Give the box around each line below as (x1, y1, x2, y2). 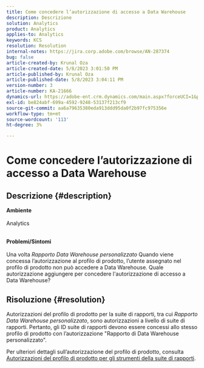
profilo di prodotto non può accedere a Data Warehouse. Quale (6, 264, 164, 271)
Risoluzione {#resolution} (6, 294, 106, 305)
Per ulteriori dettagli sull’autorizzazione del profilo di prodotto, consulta (6, 348, 184, 355)
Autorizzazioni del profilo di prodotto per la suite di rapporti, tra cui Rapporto (6, 310, 198, 318)
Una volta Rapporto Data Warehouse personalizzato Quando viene (6, 251, 174, 259)
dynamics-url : (6, 94, 42, 100)
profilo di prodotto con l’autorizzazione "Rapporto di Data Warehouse (6, 330, 179, 337)
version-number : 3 (6, 83, 53, 89)
